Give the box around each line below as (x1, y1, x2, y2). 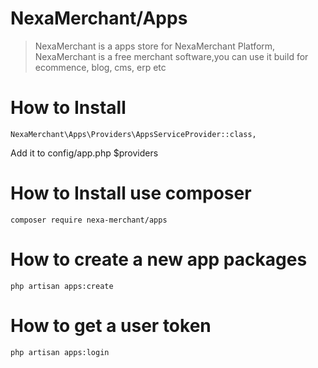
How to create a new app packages (10, 248, 308, 271)
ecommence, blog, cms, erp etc (34, 61, 167, 73)
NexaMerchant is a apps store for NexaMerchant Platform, (34, 40, 276, 52)
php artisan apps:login (10, 347, 110, 357)
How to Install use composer (10, 182, 252, 205)
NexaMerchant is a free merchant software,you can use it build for (34, 50, 309, 62)
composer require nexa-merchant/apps (10, 215, 168, 225)
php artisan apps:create (10, 281, 114, 291)
